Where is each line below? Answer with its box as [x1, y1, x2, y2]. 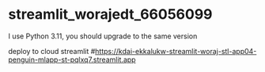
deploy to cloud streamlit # [8, 46, 96, 56]
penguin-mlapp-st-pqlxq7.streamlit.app [8, 55, 136, 64]
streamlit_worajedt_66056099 [8, 5, 213, 23]
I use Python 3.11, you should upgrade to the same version [8, 31, 198, 41]
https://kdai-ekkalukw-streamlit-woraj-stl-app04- [94, 46, 257, 56]
